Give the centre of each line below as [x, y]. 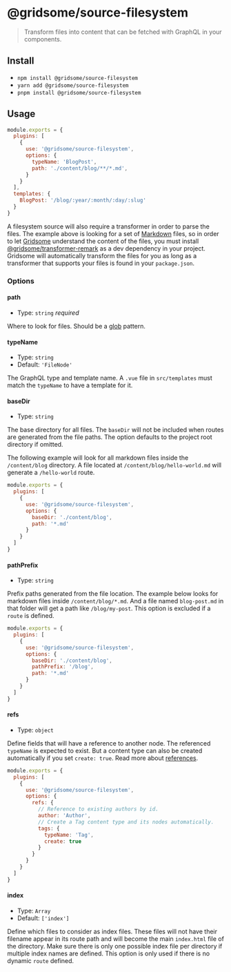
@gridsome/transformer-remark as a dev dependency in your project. [106, 248]
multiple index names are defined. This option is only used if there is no [109, 953]
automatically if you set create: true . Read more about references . [103, 758]
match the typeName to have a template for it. [70, 385]
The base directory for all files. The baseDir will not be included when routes [115, 430]
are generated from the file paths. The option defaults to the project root [110, 437]
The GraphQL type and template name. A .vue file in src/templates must [110, 378]
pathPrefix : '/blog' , [63, 667]
